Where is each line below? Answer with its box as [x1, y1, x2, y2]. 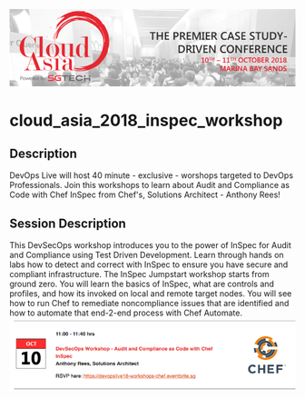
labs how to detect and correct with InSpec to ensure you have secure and [9, 259, 289, 270]
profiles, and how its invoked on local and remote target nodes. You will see [9, 288, 292, 299]
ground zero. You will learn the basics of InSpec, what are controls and [9, 278, 275, 290]
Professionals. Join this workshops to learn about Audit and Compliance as [9, 180, 290, 191]
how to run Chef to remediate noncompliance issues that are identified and [9, 298, 290, 309]
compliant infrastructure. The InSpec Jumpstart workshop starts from [9, 269, 270, 280]
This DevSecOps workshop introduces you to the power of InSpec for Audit [9, 240, 292, 251]
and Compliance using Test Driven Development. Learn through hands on [9, 250, 284, 261]
